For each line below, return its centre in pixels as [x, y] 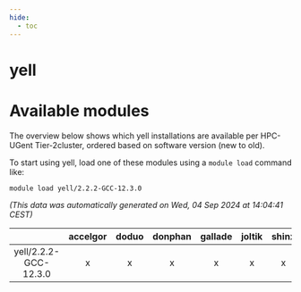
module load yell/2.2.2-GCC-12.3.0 [76, 188]
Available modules [79, 110]
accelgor [88, 236]
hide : [19, 17]
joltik [252, 236]
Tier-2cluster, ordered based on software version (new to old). [150, 145]
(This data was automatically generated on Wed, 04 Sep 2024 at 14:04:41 [146, 204]
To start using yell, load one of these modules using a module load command [150, 163]
